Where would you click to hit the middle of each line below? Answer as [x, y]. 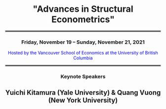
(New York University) [83, 100]
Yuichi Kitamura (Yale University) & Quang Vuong [83, 93]
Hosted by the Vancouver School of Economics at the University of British [83, 53]
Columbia [83, 58]
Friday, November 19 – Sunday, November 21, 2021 [83, 42]
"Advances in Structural [83, 9]
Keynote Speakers [83, 77]
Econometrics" [83, 19]
